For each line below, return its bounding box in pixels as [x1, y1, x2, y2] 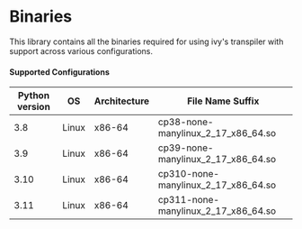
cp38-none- [157, 115, 214, 128]
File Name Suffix [187, 95, 260, 107]
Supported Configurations [9, 66, 110, 78]
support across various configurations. [9, 45, 153, 56]
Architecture [93, 95, 150, 107]
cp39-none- [157, 142, 214, 154]
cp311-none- [157, 194, 220, 206]
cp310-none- [157, 168, 220, 180]
